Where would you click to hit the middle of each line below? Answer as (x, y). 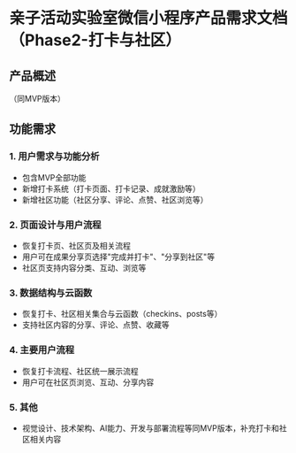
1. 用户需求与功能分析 (54, 157)
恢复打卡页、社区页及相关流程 (76, 245)
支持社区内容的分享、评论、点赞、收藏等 (95, 325)
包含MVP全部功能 (54, 177)
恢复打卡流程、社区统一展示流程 (80, 371)
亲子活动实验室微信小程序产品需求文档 (149, 18)
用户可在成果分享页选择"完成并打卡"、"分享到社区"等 (118, 257)
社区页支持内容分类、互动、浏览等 (84, 267)
